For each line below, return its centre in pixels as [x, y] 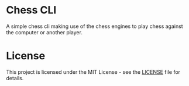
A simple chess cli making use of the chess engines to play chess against [94, 26]
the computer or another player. [44, 32]
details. [15, 78]
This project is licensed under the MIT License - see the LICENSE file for [93, 72]
